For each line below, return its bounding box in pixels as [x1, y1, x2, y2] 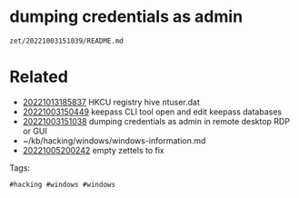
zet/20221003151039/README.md [9, 36, 125, 45]
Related [9, 66, 68, 87]
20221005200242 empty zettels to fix [22, 144, 165, 155]
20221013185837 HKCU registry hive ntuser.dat [22, 96, 200, 107]
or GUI [22, 125, 48, 136]
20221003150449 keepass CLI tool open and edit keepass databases [22, 106, 283, 117]
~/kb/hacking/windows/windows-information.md [22, 134, 206, 146]
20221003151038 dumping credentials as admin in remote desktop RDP [22, 115, 291, 126]
